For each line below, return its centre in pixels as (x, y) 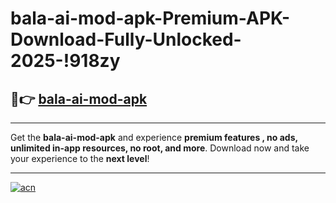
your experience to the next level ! (80, 158)
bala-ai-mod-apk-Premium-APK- (150, 18)
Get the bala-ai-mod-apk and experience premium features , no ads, (154, 137)
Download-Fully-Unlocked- (126, 39)
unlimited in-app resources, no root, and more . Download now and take (160, 148)
